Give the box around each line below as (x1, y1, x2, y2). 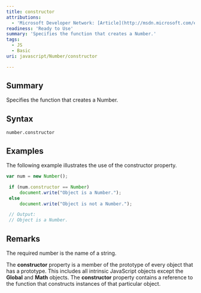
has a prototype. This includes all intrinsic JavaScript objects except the (6, 267, 184, 274)
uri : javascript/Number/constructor (6, 53, 98, 59)
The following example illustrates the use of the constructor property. (6, 162, 178, 169)
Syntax (6, 114, 33, 124)
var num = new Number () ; (6, 173, 68, 179)
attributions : (6, 14, 42, 20)
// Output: (8, 212, 36, 218)
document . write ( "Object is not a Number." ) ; (19, 201, 133, 207)
